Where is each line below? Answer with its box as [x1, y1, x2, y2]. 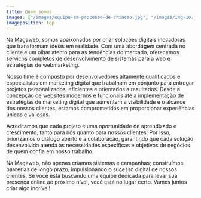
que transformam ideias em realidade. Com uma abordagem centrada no [6, 42, 186, 49]
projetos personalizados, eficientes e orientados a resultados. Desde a [6, 86, 181, 93]
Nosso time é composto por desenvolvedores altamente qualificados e [6, 73, 181, 81]
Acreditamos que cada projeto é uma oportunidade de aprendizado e [6, 123, 177, 130]
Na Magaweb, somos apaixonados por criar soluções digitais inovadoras [6, 36, 185, 44]
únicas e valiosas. [6, 111, 50, 118]
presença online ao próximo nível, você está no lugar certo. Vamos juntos [6, 178, 187, 185]
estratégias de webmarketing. [6, 61, 80, 69]
